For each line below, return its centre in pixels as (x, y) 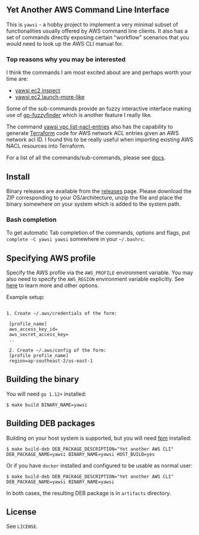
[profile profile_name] (39, 356)
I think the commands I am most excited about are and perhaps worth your (99, 72)
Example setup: (26, 297)
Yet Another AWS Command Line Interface (88, 10)
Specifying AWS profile (51, 258)
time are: (17, 79)
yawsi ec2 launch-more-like (50, 97)
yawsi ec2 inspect (37, 90)
